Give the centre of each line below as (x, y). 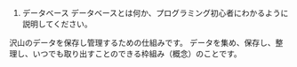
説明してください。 (57, 24)
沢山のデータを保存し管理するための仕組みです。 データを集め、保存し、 (142, 43)
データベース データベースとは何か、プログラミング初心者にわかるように (155, 13)
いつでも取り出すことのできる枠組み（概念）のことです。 (137, 54)
